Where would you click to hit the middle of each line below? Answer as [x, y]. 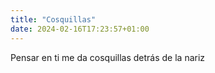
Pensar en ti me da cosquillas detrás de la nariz [108, 57]
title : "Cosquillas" [53, 19]
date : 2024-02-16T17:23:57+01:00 [80, 29]
